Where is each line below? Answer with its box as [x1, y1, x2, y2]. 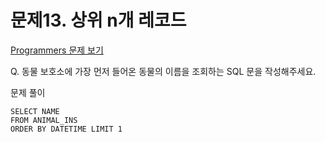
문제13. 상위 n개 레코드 [10, 9, 187, 32]
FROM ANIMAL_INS [10, 115, 78, 125]
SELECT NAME [10, 106, 60, 116]
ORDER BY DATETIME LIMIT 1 [10, 124, 123, 134]
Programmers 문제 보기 [10, 44, 104, 56]
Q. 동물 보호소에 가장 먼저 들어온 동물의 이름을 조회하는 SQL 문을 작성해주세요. [10, 65, 317, 77]
